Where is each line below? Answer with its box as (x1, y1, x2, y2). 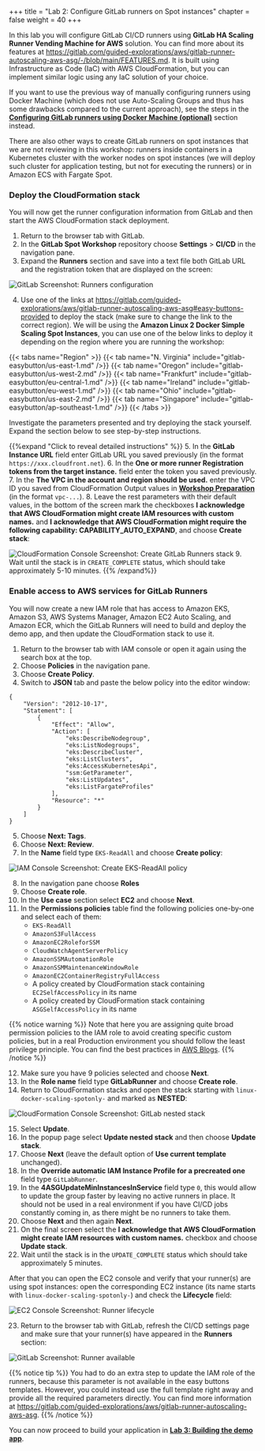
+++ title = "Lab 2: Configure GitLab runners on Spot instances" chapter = (9, 7, 251, 16)
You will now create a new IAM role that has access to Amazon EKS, (9, 604, 230, 613)
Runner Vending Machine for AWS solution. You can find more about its (9, 39, 244, 48)
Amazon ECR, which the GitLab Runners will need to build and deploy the (9, 620, 247, 630)
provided (20, 312, 50, 322)
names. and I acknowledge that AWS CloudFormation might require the (9, 517, 247, 527)
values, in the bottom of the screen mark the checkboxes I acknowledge (9, 500, 245, 510)
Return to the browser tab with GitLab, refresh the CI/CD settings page (20, 1321, 250, 1330)
